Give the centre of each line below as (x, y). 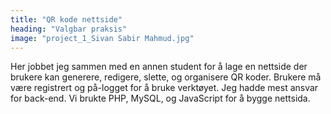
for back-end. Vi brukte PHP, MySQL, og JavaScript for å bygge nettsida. (160, 98)
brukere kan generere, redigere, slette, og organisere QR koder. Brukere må (166, 77)
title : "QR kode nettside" (66, 19)
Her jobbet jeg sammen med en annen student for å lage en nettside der (159, 67)
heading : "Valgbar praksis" (69, 29)
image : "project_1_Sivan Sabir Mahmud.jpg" (102, 38)
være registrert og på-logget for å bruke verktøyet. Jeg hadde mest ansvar (164, 88)
